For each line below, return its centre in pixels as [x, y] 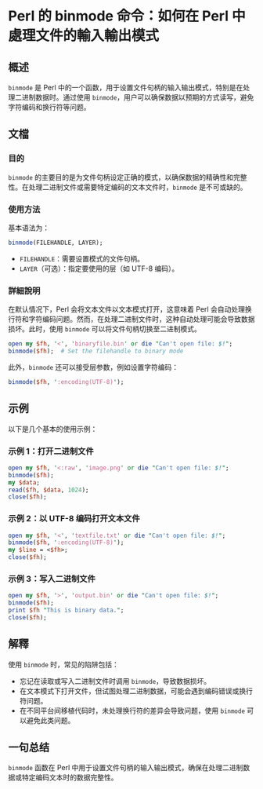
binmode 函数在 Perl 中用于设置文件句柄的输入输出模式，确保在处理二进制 [126, 768]
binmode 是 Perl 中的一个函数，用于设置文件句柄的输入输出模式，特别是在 [126, 88]
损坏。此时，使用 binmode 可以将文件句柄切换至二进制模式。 [104, 329]
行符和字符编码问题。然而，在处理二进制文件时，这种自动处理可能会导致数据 [131, 320]
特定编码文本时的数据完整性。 [70, 777]
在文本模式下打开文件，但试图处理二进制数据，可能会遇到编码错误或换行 [136, 691]
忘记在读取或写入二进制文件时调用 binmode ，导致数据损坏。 [115, 681]
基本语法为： [29, 228]
